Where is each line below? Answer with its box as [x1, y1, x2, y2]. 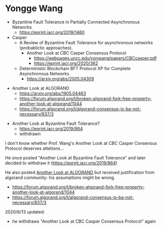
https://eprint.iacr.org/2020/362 [34, 60, 98, 66]
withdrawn [19, 131, 41, 137]
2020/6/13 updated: [5, 209, 45, 214]
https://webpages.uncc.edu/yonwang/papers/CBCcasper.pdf [34, 55, 157, 61]
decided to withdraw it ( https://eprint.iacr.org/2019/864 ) [5, 160, 118, 166]
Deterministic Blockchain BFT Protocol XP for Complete [19, 65, 131, 71]
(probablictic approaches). [19, 45, 73, 51]
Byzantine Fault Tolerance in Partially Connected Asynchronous [12, 19, 140, 25]
